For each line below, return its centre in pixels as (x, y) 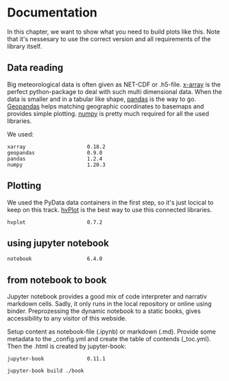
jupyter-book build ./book (46, 371)
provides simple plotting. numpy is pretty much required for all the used (108, 113)
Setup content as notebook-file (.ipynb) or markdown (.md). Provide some (111, 332)
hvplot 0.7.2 (55, 222)
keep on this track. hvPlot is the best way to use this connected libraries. (110, 209)
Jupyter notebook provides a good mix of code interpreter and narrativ (107, 297)
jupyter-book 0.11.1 (57, 359)
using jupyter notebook (58, 243)
